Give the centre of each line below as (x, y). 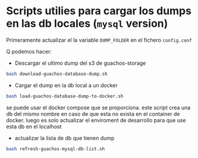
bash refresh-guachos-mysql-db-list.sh (56, 149)
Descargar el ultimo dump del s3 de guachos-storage (80, 63)
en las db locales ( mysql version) (87, 23)
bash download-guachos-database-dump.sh (57, 74)
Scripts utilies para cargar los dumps (99, 11)
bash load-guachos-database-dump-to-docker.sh (65, 96)
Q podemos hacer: (29, 51)
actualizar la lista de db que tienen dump (65, 138)
